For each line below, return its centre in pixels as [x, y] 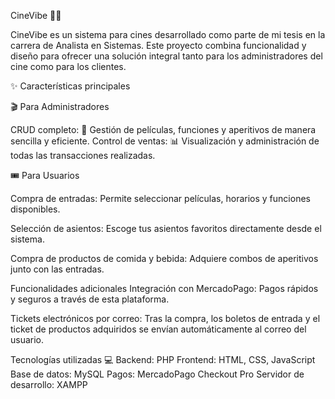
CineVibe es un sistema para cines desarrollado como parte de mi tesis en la [168, 34]
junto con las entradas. [57, 269]
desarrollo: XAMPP [49, 384]
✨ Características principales [70, 86]
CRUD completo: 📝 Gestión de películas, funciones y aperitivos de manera [163, 129]
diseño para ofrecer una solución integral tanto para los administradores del [166, 56]
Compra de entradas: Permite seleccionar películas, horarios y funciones [160, 198]
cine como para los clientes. [68, 66]
